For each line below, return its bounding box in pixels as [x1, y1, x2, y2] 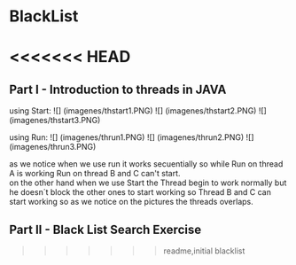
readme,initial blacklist [163, 246, 245, 256]
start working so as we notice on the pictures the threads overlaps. [9, 197, 254, 207]
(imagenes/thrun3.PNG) [9, 142, 97, 152]
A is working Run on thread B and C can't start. [9, 168, 181, 179]
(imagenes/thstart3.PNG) [9, 115, 101, 126]
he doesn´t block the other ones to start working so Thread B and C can [9, 187, 272, 198]
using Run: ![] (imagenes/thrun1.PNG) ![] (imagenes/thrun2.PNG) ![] [9, 132, 254, 143]
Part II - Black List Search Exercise [9, 222, 202, 237]
